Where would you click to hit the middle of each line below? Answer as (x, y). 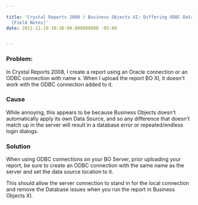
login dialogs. (22, 131)
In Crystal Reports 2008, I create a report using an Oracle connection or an (97, 72)
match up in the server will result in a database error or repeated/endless (95, 125)
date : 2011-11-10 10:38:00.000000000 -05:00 (62, 28)
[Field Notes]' (30, 22)
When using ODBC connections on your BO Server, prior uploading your (94, 159)
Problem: (19, 59)
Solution (19, 146)
